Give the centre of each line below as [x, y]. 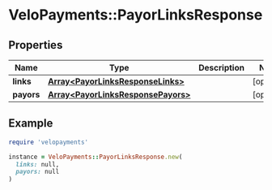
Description [221, 68]
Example [31, 123]
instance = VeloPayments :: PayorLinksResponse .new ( [96, 157]
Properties [36, 45]
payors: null [38, 172]
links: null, [38, 164]
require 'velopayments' [49, 142]
